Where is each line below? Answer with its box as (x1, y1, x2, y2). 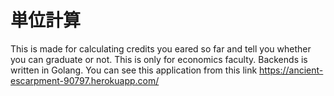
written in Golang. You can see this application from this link (10, 64, 258, 76)
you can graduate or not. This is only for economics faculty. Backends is (10, 53, 308, 65)
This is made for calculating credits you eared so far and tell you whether (10, 42, 312, 55)
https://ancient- (259, 64, 324, 76)
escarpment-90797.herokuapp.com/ (10, 74, 160, 86)
